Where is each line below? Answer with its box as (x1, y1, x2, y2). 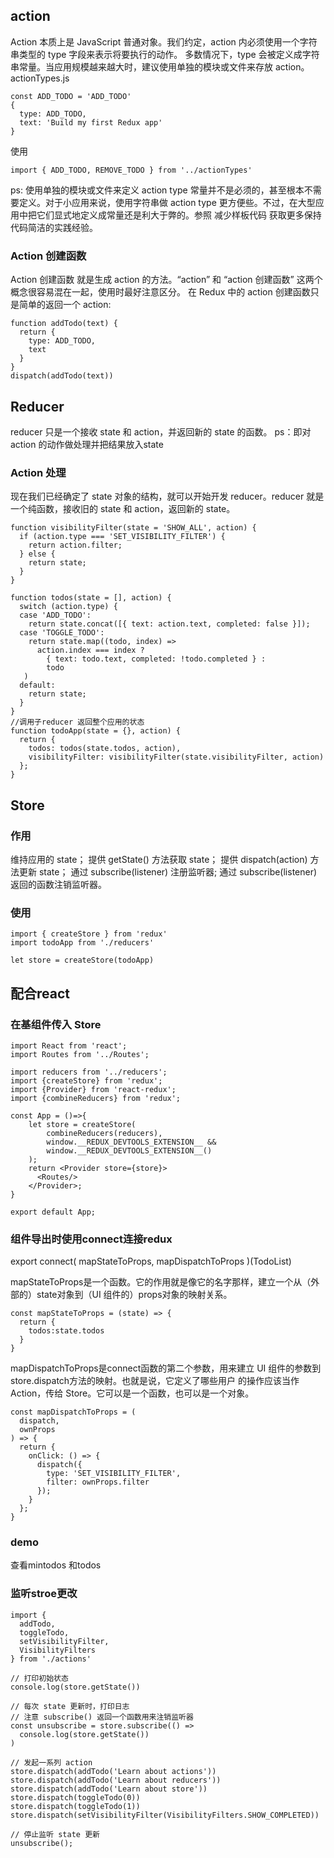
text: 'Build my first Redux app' (19, 117, 163, 128)
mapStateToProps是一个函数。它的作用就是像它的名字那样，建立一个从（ (10, 1276, 312, 1288)
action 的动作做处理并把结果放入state (10, 438, 164, 450)
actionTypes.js (10, 72, 70, 84)
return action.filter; (28, 540, 123, 551)
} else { (19, 549, 56, 559)
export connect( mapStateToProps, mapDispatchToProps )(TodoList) (10, 1255, 292, 1268)
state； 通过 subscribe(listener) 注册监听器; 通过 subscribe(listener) (38, 865, 318, 878)
